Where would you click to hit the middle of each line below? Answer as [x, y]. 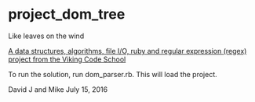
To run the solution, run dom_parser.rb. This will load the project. [113, 74]
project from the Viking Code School [67, 59]
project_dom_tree [67, 14]
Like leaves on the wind [46, 36]
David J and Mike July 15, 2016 [58, 89]
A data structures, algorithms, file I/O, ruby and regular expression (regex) [127, 51]
